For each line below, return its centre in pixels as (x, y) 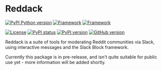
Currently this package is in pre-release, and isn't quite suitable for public (81, 57)
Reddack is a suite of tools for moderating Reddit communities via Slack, (80, 42)
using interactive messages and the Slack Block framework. (67, 47)
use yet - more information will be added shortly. (56, 62)
